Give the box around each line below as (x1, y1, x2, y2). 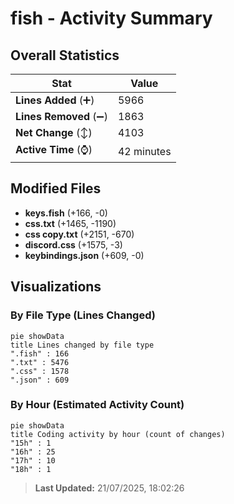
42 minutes (117, 144, 172, 158)
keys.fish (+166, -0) (24, 207, 108, 219)
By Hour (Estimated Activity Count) (10, 398, 185, 412)
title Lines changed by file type (10, 340, 155, 350)
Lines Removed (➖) (15, 110, 108, 123)
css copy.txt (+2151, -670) (24, 228, 135, 240)
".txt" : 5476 (10, 357, 70, 367)
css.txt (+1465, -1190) (24, 217, 117, 229)
